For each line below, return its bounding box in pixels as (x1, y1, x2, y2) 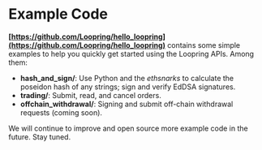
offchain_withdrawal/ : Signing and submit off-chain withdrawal (19, 99, 234, 109)
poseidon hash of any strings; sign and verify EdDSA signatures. (19, 82, 236, 92)
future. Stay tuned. (8, 131, 71, 142)
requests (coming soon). (19, 107, 103, 118)
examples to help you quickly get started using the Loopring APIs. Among (8, 49, 254, 58)
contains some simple (167, 40, 241, 49)
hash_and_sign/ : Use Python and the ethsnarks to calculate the (19, 73, 234, 83)
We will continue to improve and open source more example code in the (8, 123, 249, 133)
